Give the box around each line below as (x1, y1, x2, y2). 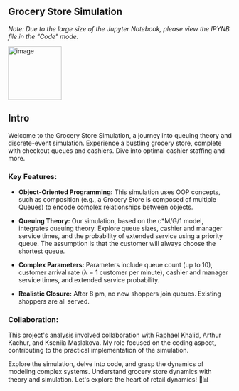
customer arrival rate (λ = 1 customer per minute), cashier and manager (18, 268, 228, 277)
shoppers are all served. (18, 296, 90, 305)
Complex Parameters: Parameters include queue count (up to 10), (18, 260, 213, 269)
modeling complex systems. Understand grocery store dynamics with (8, 368, 212, 376)
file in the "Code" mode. (8, 32, 79, 41)
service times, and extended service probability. (18, 275, 160, 284)
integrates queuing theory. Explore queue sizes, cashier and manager (18, 224, 223, 232)
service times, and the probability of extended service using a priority (18, 231, 223, 240)
